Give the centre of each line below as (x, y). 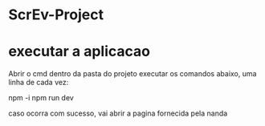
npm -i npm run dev (41, 98)
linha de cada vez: (39, 83)
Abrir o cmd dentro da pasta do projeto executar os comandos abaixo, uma (132, 74)
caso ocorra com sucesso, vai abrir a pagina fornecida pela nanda (118, 113)
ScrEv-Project (56, 15)
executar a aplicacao (79, 52)
